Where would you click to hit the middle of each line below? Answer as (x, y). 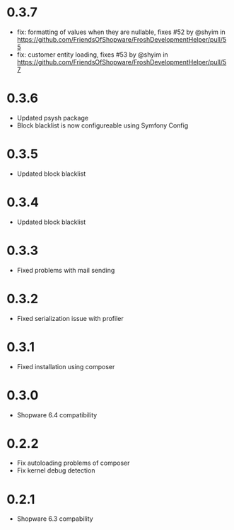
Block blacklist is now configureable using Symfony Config (103, 125)
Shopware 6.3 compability (55, 519)
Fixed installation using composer (66, 366)
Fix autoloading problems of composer (73, 463)
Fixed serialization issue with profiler (70, 318)
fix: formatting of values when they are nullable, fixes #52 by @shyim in (121, 32)
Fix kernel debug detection (56, 470)
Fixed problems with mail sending (66, 270)
